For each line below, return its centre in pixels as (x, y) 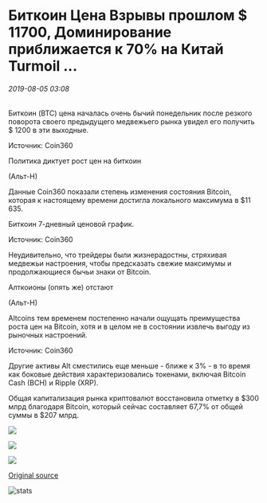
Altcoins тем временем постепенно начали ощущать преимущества (124, 318)
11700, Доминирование (90, 32)
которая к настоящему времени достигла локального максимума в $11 (130, 201)
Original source (33, 475)
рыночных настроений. (48, 335)
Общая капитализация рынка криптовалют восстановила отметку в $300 (133, 398)
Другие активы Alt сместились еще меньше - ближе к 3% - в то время (130, 366)
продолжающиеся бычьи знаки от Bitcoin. (80, 272)
